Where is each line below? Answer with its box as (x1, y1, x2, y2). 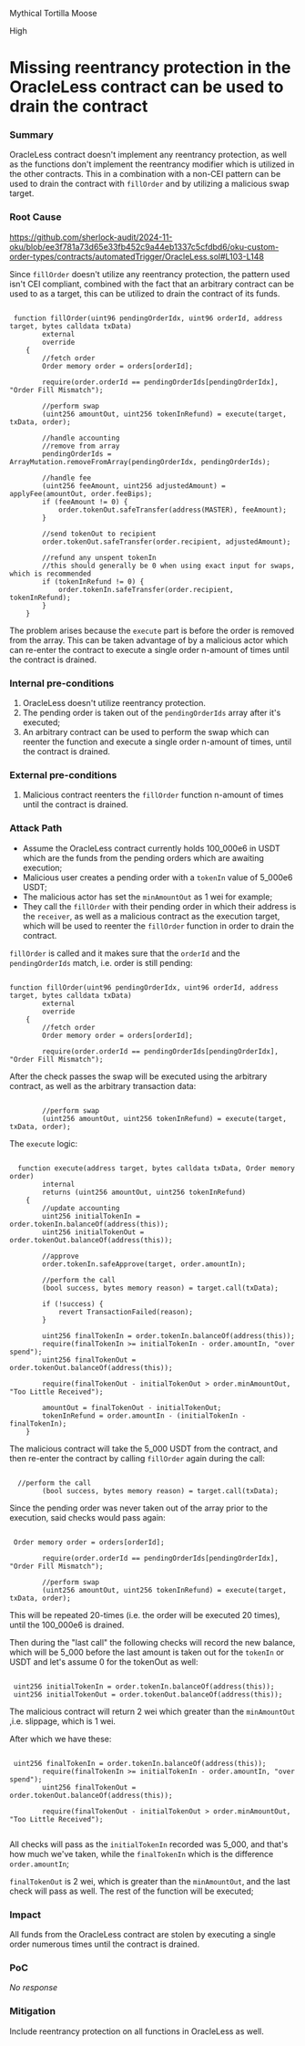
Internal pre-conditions (9, 677, 115, 690)
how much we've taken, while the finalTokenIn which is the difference (9, 1848, 274, 1859)
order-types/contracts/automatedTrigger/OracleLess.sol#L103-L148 (9, 251, 264, 262)
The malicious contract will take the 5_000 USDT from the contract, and (9, 1443, 279, 1454)
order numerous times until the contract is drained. (9, 1938, 200, 1949)
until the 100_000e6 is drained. (9, 1619, 125, 1630)
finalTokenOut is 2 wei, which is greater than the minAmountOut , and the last (9, 1875, 291, 1886)
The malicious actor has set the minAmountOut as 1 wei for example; (22, 891, 273, 902)
